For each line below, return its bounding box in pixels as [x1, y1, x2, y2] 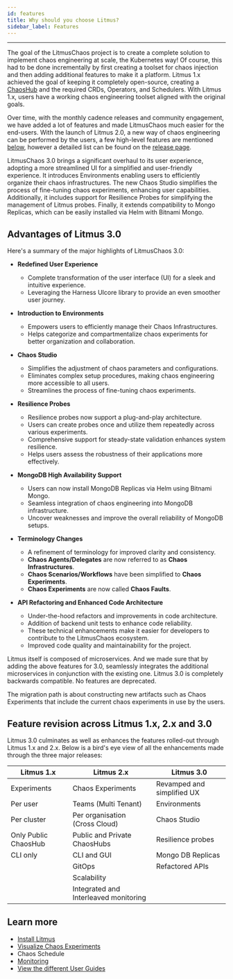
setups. [27, 521, 49, 529]
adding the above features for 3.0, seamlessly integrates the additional [7, 662, 209, 670]
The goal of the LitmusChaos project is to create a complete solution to [7, 49, 210, 57]
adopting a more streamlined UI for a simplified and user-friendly [7, 164, 193, 172]
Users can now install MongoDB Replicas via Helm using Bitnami [27, 484, 212, 493]
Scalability [72, 873, 107, 882]
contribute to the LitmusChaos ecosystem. [27, 634, 149, 642]
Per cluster [10, 815, 46, 824]
